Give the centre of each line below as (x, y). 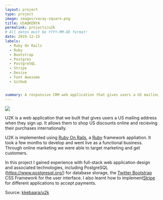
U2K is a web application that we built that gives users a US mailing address (81, 117)
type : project (19, 14)
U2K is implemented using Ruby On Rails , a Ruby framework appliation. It (78, 137)
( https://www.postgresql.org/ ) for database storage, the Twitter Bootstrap (78, 172)
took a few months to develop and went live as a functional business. (74, 142)
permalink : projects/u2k (30, 28)
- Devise (18, 73)
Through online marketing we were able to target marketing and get (73, 148)
